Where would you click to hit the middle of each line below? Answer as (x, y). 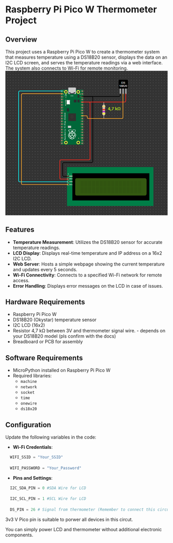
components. (19, 535)
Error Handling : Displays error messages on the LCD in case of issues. (88, 286)
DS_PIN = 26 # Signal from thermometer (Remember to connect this (83, 510)
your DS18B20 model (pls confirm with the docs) (64, 336)
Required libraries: (32, 376)
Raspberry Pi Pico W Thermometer (81, 10)
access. (21, 280)
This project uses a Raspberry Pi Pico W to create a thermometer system (83, 52)
